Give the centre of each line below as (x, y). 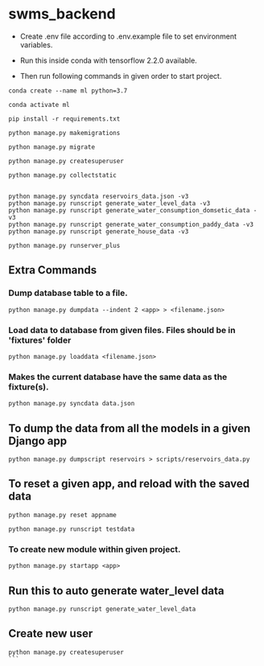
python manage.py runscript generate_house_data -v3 (99, 231)
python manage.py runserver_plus (64, 245)
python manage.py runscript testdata (72, 529)
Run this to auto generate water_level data (116, 591)
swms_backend (62, 14)
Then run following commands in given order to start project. (121, 76)
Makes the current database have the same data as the (118, 376)
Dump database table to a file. (68, 293)
